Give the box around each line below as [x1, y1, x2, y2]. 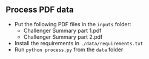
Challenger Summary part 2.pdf [23, 33, 103, 41]
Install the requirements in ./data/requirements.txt [14, 39, 144, 46]
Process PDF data [5, 5, 74, 15]
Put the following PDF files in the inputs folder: [14, 20, 131, 27]
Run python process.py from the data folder [14, 46, 124, 53]
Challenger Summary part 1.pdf [23, 27, 102, 34]
